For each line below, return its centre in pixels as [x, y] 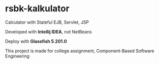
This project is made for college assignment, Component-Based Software [79, 51]
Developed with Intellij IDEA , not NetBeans [48, 32]
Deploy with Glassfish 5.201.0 [36, 41]
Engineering [17, 56]
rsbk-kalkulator [37, 9]
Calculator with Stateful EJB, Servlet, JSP [47, 22]
